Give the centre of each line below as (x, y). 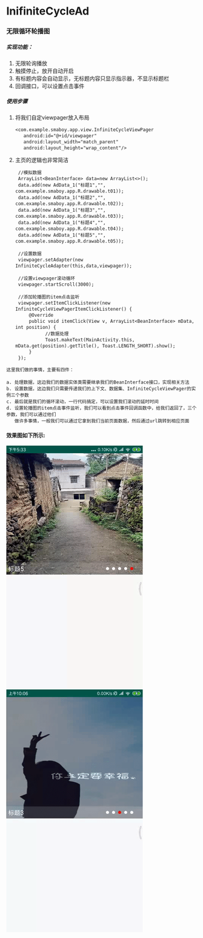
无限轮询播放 (31, 63)
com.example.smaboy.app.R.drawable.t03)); (69, 217)
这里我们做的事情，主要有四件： (40, 370)
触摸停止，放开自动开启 (44, 71)
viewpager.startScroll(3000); (56, 285)
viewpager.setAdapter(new (51, 260)
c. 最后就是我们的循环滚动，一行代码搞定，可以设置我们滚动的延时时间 (82, 402)
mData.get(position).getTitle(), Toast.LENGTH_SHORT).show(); (95, 346)
